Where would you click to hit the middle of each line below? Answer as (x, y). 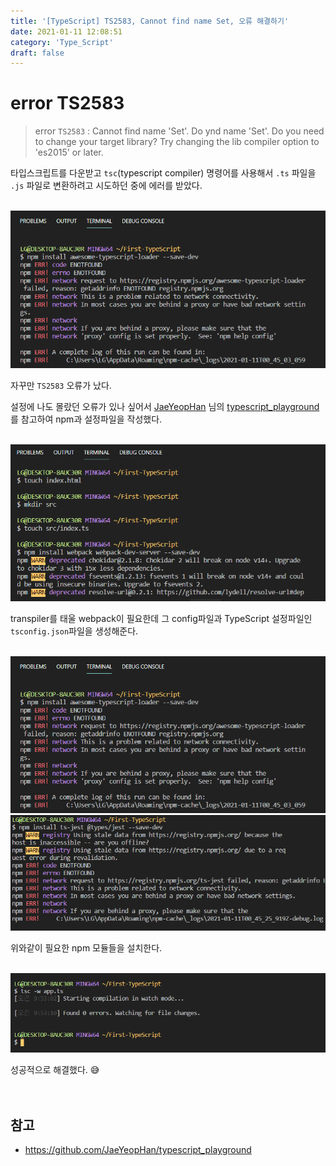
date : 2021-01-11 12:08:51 (66, 31)
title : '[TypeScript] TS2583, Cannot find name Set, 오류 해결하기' (150, 21)
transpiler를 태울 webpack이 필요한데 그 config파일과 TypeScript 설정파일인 (161, 618)
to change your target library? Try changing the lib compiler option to (177, 142)
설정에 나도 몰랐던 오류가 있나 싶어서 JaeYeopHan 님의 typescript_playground (165, 406)
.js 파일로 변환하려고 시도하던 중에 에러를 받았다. (106, 186)
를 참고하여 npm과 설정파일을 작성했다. (86, 419)
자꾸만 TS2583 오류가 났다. (61, 385)
